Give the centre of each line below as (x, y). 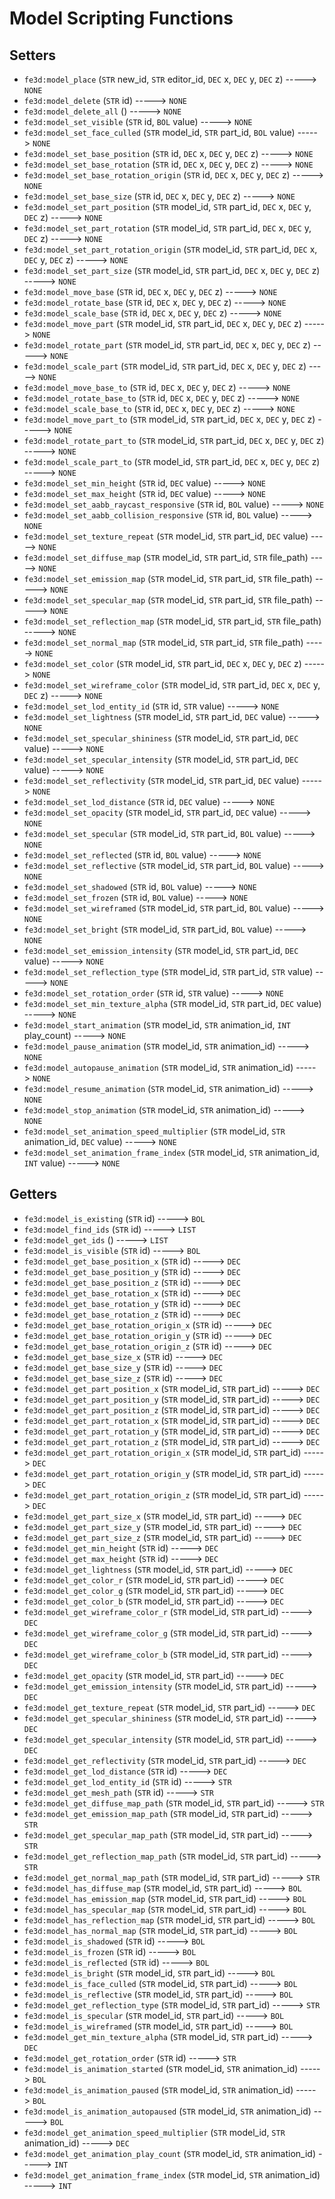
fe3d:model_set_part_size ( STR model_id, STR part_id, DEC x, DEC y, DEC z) (172, 270)
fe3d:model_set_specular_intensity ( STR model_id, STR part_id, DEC (161, 759)
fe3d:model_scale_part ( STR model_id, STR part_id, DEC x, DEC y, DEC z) (165, 366)
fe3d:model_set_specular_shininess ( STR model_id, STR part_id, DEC (161, 738)
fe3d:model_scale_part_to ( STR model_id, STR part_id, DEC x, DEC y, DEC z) (172, 461)
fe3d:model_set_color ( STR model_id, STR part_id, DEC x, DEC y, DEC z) (162, 663)
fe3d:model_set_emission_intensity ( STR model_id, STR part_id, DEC (161, 950)
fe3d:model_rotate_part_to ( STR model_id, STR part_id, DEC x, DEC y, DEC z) (174, 440)
